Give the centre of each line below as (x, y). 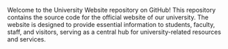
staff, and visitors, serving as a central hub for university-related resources (114, 32)
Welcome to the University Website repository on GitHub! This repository (112, 10)
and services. (27, 39)
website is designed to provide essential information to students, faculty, (111, 24)
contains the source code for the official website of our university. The (108, 17)
